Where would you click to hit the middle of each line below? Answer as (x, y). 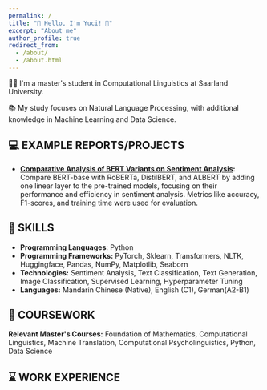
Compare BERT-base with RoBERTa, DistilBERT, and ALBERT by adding (137, 177)
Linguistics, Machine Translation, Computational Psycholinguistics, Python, (132, 343)
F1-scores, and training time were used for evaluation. (109, 203)
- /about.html (39, 61)
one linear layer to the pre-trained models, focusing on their (119, 186)
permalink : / (30, 16)
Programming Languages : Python (77, 247)
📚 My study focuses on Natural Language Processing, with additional (123, 107)
